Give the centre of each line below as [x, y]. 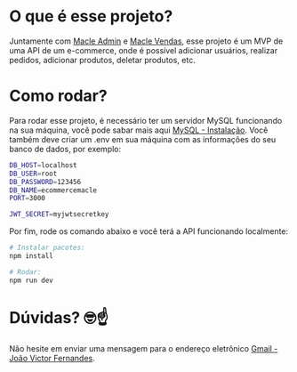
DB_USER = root [33, 174]
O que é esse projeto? [91, 16]
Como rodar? [59, 96]
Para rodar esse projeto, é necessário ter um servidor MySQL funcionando [146, 120]
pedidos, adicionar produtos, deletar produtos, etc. [102, 60]
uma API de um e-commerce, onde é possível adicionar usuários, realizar [144, 50]
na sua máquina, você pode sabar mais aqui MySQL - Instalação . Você [139, 130]
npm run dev [31, 280]
